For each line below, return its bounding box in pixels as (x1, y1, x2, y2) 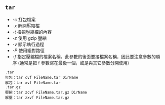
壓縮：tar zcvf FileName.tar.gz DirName (5, 90, 87, 95)
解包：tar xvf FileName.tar (5, 80, 61, 85)
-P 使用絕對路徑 (12, 47, 45, 53)
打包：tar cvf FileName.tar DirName (5, 75, 79, 80)
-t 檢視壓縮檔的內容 (12, 29, 52, 35)
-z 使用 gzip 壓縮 (12, 35, 47, 41)
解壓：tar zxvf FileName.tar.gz (5, 95, 70, 100)
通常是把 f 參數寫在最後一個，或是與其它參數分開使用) (19, 59, 129, 66)
